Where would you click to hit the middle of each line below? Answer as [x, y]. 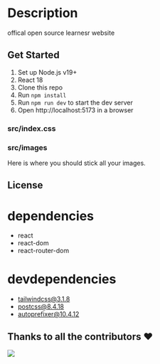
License [25, 185]
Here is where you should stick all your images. [76, 163]
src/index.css [32, 128]
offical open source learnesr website [61, 33]
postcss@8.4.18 [41, 306]
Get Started [33, 55]
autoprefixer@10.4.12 [48, 314]
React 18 [30, 80]
